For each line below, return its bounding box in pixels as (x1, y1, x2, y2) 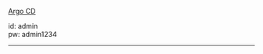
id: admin (8, 22, 38, 30)
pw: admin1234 (8, 30, 57, 39)
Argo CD (8, 7, 36, 15)
